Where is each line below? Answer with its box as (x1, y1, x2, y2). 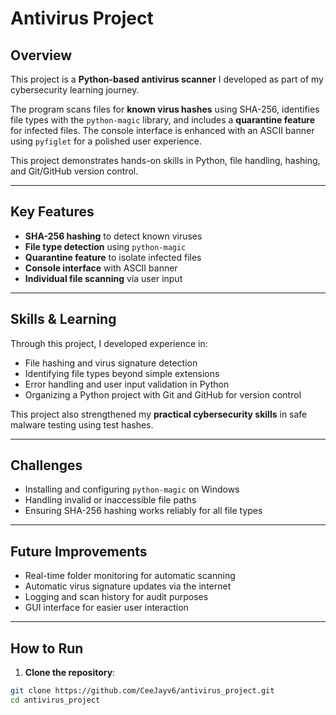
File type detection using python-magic (24, 240, 187, 252)
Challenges (10, 457, 83, 474)
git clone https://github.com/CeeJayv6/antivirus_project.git (10, 686, 275, 696)
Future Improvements (10, 543, 148, 560)
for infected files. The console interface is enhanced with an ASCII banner (10, 125, 315, 136)
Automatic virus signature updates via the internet (24, 580, 232, 592)
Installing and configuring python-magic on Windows (24, 483, 240, 496)
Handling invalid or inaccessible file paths (24, 494, 197, 506)
